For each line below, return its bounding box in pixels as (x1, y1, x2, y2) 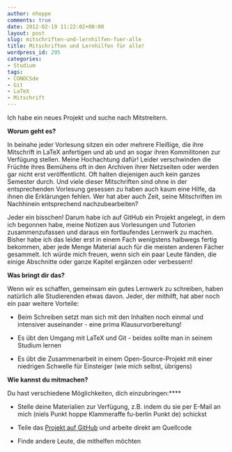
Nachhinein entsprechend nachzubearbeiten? (7, 200, 139, 208)
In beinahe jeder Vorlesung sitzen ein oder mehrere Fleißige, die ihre (7, 141, 204, 148)
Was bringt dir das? (7, 271, 65, 279)
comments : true (7, 17, 52, 24)
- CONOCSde (7, 75, 39, 82)
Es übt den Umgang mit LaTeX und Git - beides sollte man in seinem (17, 334, 212, 342)
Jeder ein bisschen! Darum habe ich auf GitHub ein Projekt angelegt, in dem (7, 213, 226, 221)
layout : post (7, 29, 45, 37)
